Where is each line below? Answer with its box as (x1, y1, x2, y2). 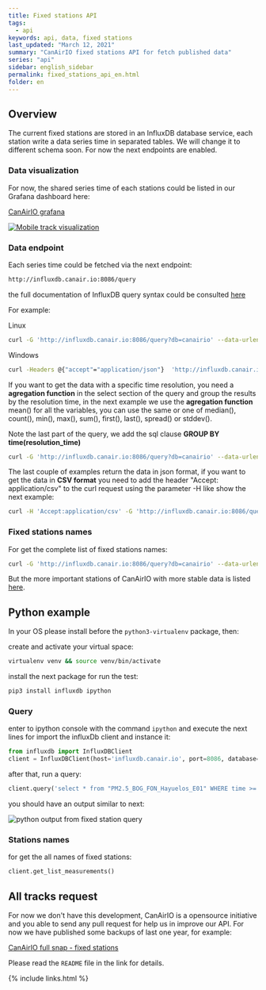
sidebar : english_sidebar (8, 63, 93, 71)
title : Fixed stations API (8, 11, 97, 20)
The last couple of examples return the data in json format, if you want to (8, 467, 246, 477)
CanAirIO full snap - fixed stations (8, 942, 119, 952)
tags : (8, 19, 26, 27)
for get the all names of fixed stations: (8, 852, 132, 861)
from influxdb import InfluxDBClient (8, 747, 133, 756)
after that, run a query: (8, 769, 82, 779)
